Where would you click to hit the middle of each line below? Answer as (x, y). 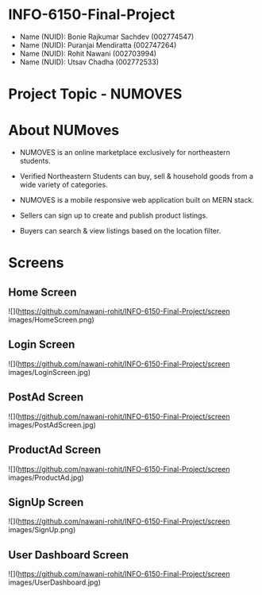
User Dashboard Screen (69, 555)
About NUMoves (64, 131)
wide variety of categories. (64, 185)
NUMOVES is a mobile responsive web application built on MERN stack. (137, 200)
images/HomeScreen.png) (52, 320)
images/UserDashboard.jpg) (55, 582)
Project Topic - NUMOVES (95, 94)
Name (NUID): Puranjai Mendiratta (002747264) (98, 44)
